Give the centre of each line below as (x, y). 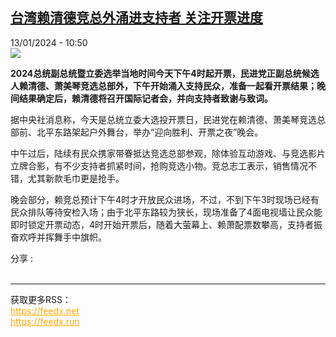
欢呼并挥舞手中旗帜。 (62, 237)
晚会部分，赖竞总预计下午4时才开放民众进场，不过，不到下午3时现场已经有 (165, 199)
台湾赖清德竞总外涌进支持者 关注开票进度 (136, 18)
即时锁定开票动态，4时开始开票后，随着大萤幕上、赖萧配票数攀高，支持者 (162, 224)
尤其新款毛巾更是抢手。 (76, 178)
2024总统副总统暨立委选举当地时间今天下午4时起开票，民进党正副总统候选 (165, 73)
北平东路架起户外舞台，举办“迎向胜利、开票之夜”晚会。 (150, 132)
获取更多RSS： (41, 299)
